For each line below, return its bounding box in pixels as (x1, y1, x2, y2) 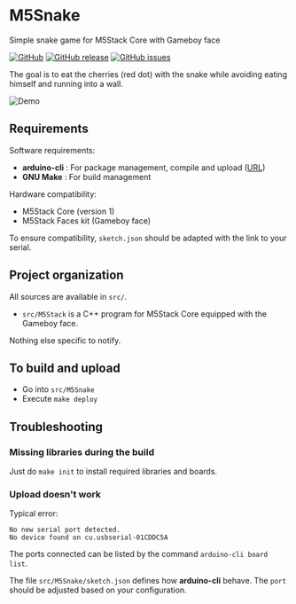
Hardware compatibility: (9, 188, 97, 200)
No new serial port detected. (9, 525, 121, 535)
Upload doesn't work (9, 488, 102, 500)
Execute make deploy (21, 394, 98, 404)
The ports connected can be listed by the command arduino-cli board (9, 549, 269, 560)
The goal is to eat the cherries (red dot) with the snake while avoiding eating (9, 68, 288, 80)
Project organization (9, 268, 124, 283)
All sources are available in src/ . (9, 291, 128, 302)
